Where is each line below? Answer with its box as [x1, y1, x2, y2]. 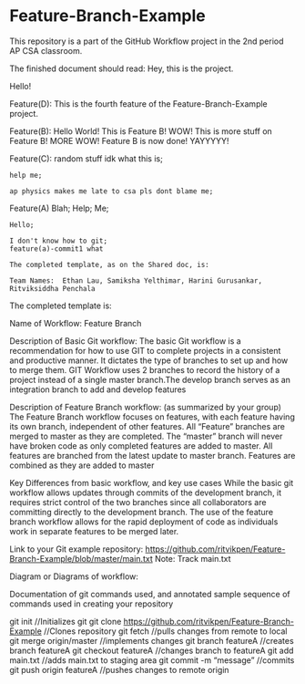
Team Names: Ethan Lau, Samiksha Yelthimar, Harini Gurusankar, [9, 275, 262, 285]
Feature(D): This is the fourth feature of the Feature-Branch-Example [9, 98, 269, 109]
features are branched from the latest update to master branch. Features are [9, 450, 296, 461]
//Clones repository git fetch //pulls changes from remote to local [44, 626, 288, 637]
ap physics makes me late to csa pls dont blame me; [9, 186, 214, 196]
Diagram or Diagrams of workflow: [9, 571, 139, 582]
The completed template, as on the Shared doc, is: [9, 260, 209, 269]
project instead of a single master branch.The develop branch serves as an [9, 374, 291, 385]
